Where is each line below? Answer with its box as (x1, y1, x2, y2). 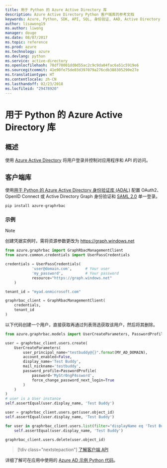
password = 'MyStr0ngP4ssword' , (31, 373, 94, 378)
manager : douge (5, 30, 37, 35)
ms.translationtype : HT (5, 72, 55, 77)
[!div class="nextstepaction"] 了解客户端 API (17, 447, 109, 453)
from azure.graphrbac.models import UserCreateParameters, (5, 331, 130, 336)
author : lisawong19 (5, 21, 46, 26)
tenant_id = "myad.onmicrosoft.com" (5, 289, 81, 294)
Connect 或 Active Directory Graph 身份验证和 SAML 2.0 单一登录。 (21, 193, 160, 199)
